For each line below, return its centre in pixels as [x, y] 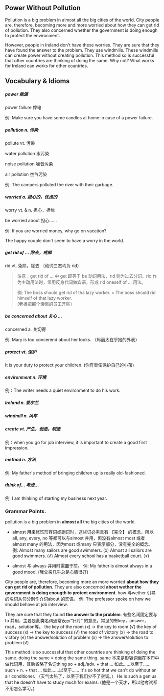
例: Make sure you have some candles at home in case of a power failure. [79, 118]
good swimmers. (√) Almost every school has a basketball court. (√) [81, 556]
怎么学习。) [24, 688]
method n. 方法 [20, 460]
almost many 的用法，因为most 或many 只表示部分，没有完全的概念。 [82, 544]
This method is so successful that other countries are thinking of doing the [80, 652]
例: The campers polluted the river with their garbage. [59, 185]
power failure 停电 [23, 108]
